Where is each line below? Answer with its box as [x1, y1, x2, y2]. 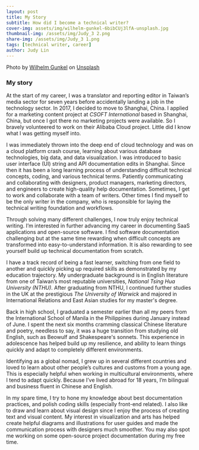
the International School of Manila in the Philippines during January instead [6, 315, 190, 322]
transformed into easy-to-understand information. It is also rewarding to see [6, 241, 192, 248]
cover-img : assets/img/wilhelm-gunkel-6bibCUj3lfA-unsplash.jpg [6, 25, 169, 31]
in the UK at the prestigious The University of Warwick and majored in [6, 290, 177, 297]
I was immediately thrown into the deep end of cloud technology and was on [6, 141, 194, 148]
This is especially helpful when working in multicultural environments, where [6, 370, 193, 378]
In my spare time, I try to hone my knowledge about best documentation [6, 394, 183, 401]
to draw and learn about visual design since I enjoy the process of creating [6, 407, 189, 414]
